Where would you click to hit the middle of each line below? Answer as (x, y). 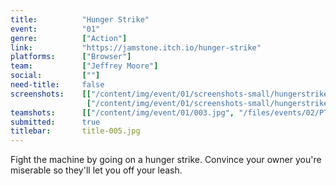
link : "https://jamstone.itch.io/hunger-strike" (136, 47)
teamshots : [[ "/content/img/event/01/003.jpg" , (122, 112)
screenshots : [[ (51, 94)
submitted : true (55, 122)
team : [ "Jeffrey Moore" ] (84, 66)
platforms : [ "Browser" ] (71, 57)
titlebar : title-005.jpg (75, 131)
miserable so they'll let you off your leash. (96, 170)
